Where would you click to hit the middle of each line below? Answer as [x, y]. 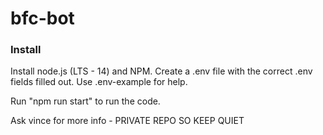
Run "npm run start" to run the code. [85, 101]
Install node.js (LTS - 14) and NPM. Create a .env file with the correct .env [161, 71]
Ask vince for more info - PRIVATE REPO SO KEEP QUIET [127, 121]
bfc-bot [42, 18]
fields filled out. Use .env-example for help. [99, 82]
